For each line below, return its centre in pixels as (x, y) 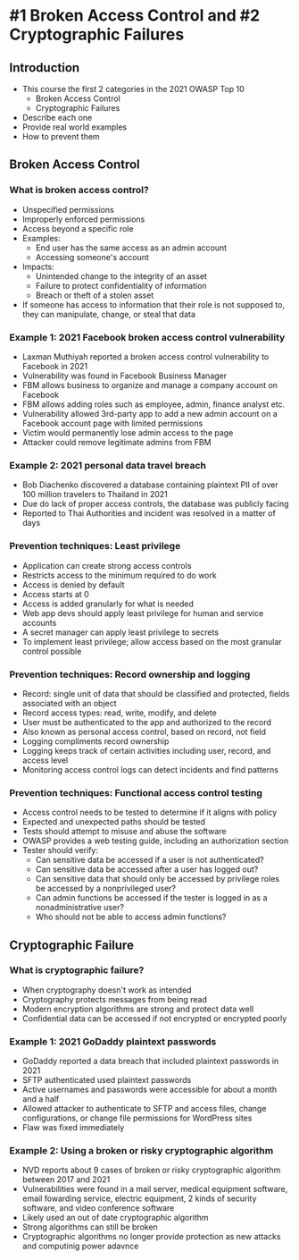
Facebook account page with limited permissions (112, 423)
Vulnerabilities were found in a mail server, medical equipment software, (155, 1189)
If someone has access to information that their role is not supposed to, (154, 304)
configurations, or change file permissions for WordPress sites (137, 1118)
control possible (52, 651)
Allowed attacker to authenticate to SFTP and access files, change (144, 1109)
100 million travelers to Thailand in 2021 (95, 495)
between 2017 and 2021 (66, 1180)
